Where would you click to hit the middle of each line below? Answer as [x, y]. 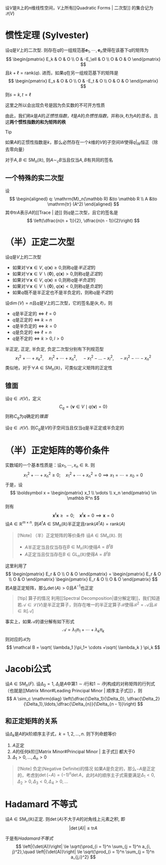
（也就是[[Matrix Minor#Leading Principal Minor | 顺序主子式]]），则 [74, 691]
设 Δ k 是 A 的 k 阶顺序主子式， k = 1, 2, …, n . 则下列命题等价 [61, 735]
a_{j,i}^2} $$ [83, 857]
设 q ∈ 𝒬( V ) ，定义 [23, 399]
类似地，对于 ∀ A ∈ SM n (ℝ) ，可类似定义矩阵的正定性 [59, 368]
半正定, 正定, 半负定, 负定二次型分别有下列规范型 [55, 349]
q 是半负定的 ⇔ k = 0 [34, 326]
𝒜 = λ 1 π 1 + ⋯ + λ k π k [83, 630]
